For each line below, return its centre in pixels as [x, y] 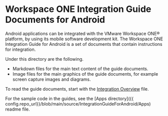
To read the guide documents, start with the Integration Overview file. [77, 89]
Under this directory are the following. [44, 59]
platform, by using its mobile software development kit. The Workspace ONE [84, 39]
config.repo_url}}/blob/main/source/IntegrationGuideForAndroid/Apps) [78, 104]
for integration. [21, 49]
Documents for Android [55, 20]
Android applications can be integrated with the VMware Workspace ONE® [82, 33]
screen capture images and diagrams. [52, 79]
